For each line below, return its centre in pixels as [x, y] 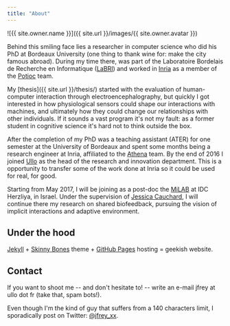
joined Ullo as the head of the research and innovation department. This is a [114, 161]
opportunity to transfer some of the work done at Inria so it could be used [111, 168]
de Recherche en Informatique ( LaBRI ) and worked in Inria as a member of [112, 68]
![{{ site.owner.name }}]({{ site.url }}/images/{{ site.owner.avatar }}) [102, 33]
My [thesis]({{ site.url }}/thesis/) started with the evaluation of [94, 89]
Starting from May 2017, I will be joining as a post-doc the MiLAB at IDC [108, 189]
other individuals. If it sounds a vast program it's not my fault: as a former [111, 119]
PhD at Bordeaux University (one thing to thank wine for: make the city [107, 54]
